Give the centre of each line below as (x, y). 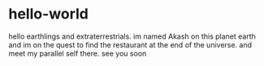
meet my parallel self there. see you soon (78, 53)
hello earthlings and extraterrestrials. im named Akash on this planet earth (132, 36)
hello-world (49, 14)
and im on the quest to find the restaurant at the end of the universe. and (130, 44)
